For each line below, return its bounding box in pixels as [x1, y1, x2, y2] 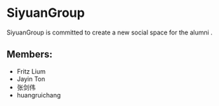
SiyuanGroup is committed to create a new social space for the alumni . [6, 28, 213, 37]
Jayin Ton [16, 74, 46, 83]
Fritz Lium [16, 67, 46, 75]
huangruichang [16, 91, 61, 99]
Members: [6, 48, 53, 60]
